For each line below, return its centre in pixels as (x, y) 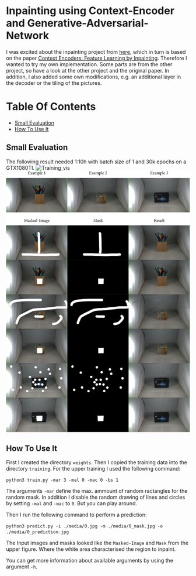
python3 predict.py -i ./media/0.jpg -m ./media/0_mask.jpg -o (85, 526)
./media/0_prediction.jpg (37, 532)
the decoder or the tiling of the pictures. (54, 83)
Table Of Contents (51, 107)
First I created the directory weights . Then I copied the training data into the (97, 462)
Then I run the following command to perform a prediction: (76, 515)
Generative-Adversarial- (88, 23)
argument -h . (22, 567)
